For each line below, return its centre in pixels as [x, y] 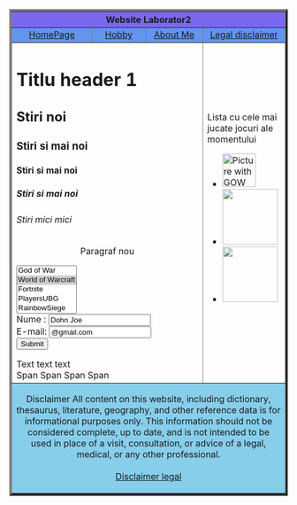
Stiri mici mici [44, 220]
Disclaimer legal [148, 477]
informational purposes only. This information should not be [148, 422]
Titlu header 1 [77, 80]
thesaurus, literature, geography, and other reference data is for [148, 410]
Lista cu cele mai [242, 117]
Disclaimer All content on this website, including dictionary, [148, 400]
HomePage [52, 35]
